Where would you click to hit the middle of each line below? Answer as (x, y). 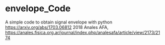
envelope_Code (38, 9)
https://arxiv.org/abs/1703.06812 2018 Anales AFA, (57, 27)
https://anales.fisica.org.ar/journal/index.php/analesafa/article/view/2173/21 (83, 32)
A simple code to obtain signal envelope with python (59, 22)
